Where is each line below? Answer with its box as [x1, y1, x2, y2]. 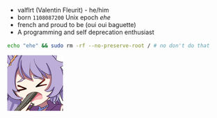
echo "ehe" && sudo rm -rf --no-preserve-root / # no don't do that [7, 42, 210, 49]
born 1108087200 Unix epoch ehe [17, 13, 111, 22]
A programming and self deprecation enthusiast [17, 28, 154, 36]
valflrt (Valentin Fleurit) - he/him [17, 6, 109, 14]
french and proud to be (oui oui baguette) [17, 21, 137, 28]
